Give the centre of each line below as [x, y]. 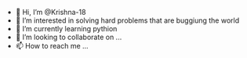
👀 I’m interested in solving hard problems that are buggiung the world [127, 20]
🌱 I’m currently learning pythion [66, 29]
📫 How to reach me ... [52, 46]
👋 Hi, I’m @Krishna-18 [51, 12]
